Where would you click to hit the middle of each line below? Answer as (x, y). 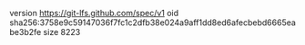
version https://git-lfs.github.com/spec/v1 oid (94, 13)
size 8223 (62, 32)
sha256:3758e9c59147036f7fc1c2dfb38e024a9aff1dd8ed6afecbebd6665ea (152, 22)
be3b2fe (25, 32)
